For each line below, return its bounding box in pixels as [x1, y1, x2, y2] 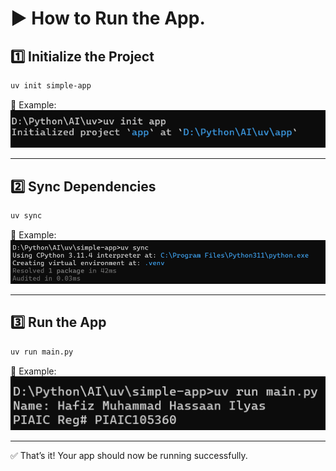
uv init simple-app [10, 81, 92, 91]
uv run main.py [10, 347, 74, 357]
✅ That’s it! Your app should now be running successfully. [10, 449, 248, 461]
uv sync [10, 211, 43, 221]
